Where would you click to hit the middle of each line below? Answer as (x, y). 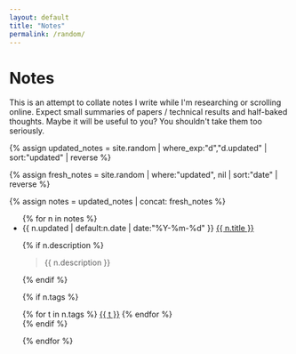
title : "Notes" (37, 26)
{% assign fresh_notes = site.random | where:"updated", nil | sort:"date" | (144, 175)
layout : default (39, 17)
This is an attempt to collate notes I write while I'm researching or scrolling (145, 102)
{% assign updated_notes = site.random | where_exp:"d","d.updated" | (138, 149)
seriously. (27, 131)
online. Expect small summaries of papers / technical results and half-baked (148, 112)
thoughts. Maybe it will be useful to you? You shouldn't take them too (136, 122)
